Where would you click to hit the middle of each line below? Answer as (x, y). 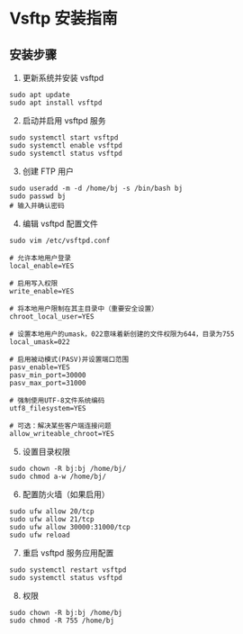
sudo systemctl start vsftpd (64, 138)
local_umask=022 (40, 342)
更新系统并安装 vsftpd (63, 78)
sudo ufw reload (40, 535)
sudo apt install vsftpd (56, 103)
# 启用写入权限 (34, 284)
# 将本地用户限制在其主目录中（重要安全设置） (84, 309)
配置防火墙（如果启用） (66, 494)
